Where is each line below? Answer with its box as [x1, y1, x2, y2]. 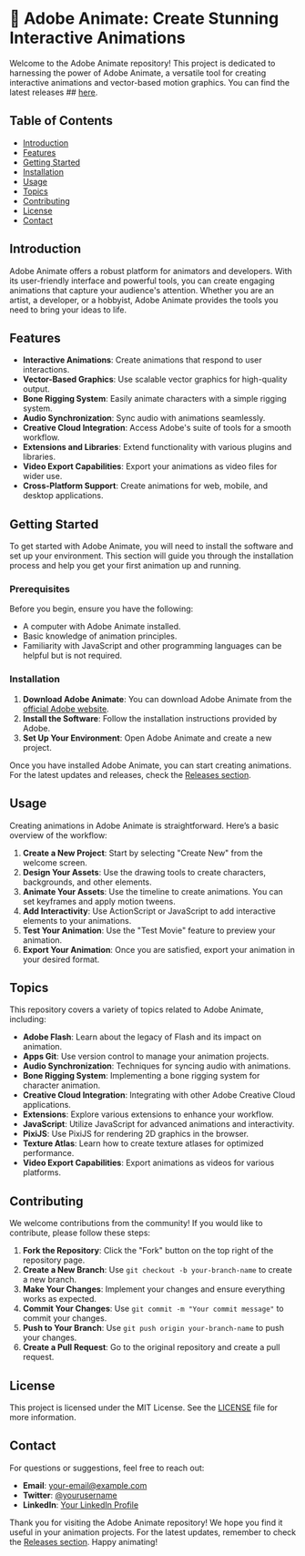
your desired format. [22, 954, 100, 965]
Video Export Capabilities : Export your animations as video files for [22, 461, 278, 472]
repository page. [22, 1254, 86, 1265]
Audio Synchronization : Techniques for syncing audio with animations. [22, 1060, 291, 1071]
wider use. [22, 471, 63, 482]
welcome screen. [22, 856, 88, 868]
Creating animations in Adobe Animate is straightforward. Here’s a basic [9, 820, 280, 831]
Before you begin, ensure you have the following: [9, 603, 194, 614]
